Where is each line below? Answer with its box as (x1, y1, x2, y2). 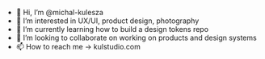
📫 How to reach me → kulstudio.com (15, 42, 141, 51)
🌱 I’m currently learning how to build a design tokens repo (15, 25, 208, 33)
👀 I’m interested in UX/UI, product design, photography (15, 16, 200, 26)
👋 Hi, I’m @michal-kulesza (15, 8, 103, 17)
